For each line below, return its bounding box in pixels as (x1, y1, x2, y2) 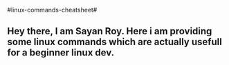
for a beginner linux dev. (7, 47, 115, 59)
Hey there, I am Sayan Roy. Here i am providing (7, 25, 212, 37)
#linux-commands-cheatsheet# (7, 6, 98, 14)
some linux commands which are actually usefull (7, 36, 223, 48)
